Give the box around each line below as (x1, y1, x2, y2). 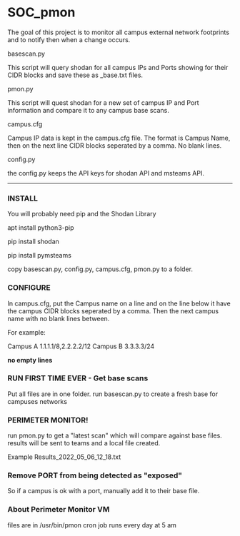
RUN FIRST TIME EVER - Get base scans (7, 373, 149, 383)
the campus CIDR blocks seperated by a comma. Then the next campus (7, 306, 219, 315)
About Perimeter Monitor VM (7, 505, 110, 515)
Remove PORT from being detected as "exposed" (7, 470, 183, 480)
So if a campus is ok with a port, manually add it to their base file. (7, 487, 200, 495)
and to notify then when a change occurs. (7, 35, 131, 44)
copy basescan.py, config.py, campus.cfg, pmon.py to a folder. (7, 265, 194, 273)
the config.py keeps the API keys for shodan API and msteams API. (7, 168, 205, 177)
